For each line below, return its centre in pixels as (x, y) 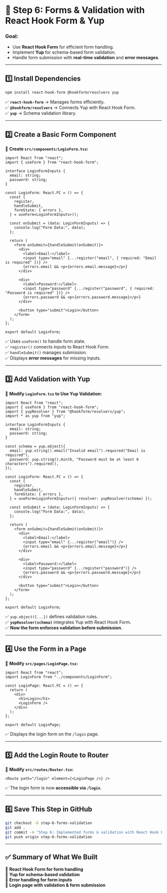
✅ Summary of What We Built (51, 857)
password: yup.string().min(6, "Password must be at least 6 (74, 459)
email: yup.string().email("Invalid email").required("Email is (78, 450)
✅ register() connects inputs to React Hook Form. (57, 347)
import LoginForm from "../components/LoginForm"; (59, 677)
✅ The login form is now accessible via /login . (53, 788)
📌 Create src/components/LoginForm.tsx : (47, 149)
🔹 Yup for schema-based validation (42, 874)
